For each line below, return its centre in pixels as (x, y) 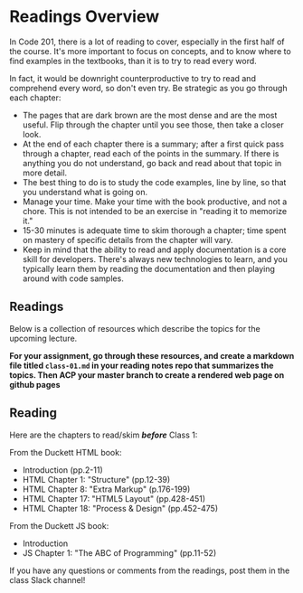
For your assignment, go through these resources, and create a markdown (152, 355)
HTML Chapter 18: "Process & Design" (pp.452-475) (120, 508)
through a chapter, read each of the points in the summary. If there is (151, 153)
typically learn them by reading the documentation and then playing (149, 268)
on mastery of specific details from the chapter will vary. (128, 240)
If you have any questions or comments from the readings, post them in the (150, 570)
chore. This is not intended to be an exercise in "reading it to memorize (155, 211)
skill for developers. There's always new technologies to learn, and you (155, 259)
